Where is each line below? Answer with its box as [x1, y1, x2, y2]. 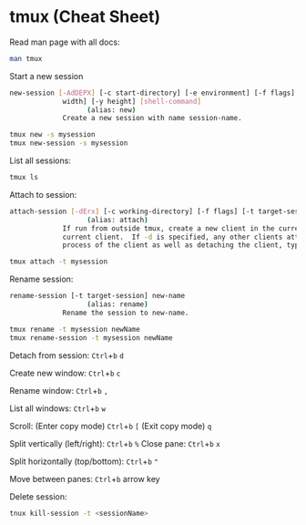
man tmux [9, 54, 43, 63]
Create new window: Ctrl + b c [9, 367, 121, 378]
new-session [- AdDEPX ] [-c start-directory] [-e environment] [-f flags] [9, 88, 296, 98]
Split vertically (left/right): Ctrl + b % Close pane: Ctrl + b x [9, 437, 220, 448]
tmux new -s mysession [9, 130, 96, 139]
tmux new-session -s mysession [9, 139, 128, 148]
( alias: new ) [87, 105, 137, 115]
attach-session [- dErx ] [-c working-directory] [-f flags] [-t [9, 207, 255, 216]
